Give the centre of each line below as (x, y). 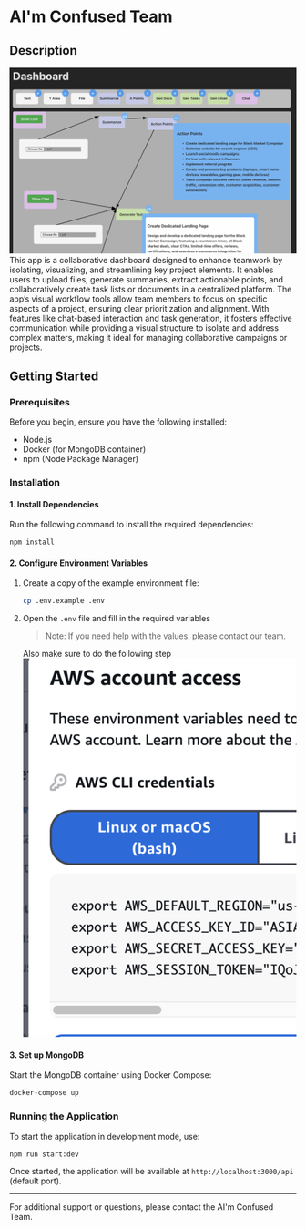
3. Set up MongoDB (47, 1055)
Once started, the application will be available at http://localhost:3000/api (152, 1172)
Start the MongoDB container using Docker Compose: (111, 1075)
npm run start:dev (44, 1154)
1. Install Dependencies (54, 504)
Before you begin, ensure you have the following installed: (118, 422)
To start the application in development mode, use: (105, 1136)
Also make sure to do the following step (97, 654)
